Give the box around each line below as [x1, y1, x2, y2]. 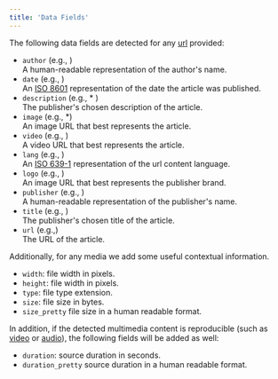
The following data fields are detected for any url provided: [9, 37, 225, 48]
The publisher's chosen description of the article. [21, 101, 203, 112]
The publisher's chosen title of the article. [21, 215, 175, 225]
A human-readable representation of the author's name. [21, 64, 227, 75]
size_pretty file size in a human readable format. [21, 305, 203, 316]
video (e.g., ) [21, 130, 69, 140]
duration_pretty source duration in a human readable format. [21, 359, 248, 369]
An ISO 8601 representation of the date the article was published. [21, 83, 262, 93]
